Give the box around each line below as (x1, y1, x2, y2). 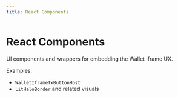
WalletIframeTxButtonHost (15, 79, 81, 85)
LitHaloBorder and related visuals (15, 85, 99, 92)
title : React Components (6, 8, 69, 15)
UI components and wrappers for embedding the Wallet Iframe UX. (6, 55, 174, 62)
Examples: (6, 67, 32, 74)
